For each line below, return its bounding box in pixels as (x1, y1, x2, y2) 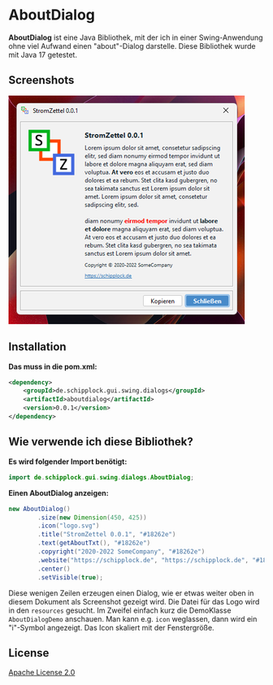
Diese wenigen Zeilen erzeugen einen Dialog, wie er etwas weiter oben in (8, 587, 254, 598)
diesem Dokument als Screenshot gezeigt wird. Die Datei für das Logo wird (8, 596, 260, 606)
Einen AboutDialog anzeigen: (8, 488, 109, 497)
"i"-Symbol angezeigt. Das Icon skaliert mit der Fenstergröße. (8, 622, 214, 632)
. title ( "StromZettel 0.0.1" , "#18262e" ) (37, 531, 176, 539)
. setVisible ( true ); (37, 573, 104, 582)
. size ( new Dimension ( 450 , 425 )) (37, 514, 148, 522)
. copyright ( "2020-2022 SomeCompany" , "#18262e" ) (37, 548, 206, 556)
